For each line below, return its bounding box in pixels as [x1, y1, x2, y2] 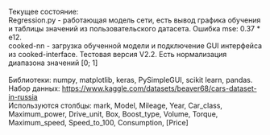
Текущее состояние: [8, 7, 79, 16]
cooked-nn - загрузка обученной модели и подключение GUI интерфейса [8, 41, 263, 51]
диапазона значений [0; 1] [8, 58, 98, 67]
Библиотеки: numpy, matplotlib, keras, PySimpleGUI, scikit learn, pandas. [8, 76, 253, 84]
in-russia [8, 92, 38, 101]
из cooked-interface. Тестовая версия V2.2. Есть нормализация [8, 50, 227, 59]
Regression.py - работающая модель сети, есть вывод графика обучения [8, 15, 261, 25]
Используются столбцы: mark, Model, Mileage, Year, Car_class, [8, 100, 223, 110]
